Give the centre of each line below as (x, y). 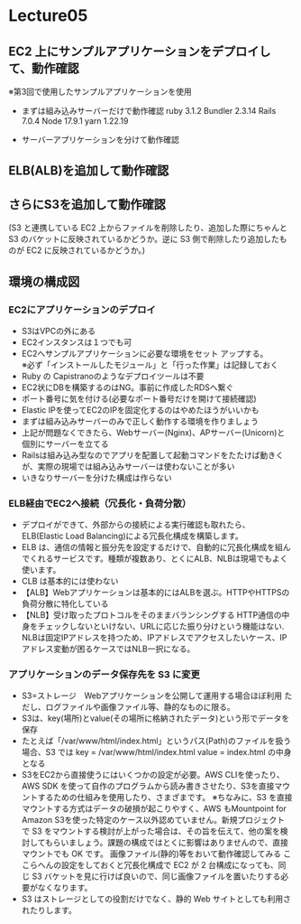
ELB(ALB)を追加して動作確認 (89, 171)
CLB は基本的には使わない (70, 581)
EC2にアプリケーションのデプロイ (82, 310)
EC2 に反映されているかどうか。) (86, 250)
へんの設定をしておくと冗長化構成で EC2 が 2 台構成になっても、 (158, 865)
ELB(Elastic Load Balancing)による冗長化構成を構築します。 (132, 536)
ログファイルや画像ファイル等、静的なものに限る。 (140, 707)
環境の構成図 (44, 281)
